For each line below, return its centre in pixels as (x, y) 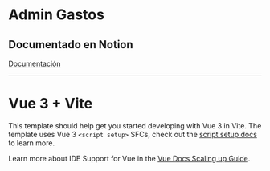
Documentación (35, 63)
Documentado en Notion (71, 45)
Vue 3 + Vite (51, 104)
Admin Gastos (56, 15)
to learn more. (31, 143)
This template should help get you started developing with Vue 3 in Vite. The (135, 125)
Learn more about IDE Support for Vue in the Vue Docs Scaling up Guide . (129, 158)
